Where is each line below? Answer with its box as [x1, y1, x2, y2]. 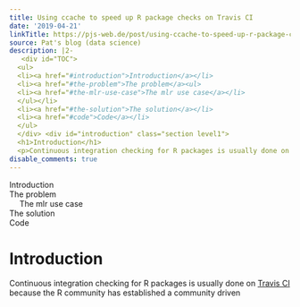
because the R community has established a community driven [9, 287, 241, 298]
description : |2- [9, 47, 74, 55]
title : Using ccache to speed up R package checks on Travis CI [9, 13, 254, 22]
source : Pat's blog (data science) [9, 38, 142, 47]
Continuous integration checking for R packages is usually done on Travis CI [9, 278, 290, 289]
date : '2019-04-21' [9, 21, 82, 30]
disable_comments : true [9, 154, 98, 164]
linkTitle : [9, 30, 50, 38]
